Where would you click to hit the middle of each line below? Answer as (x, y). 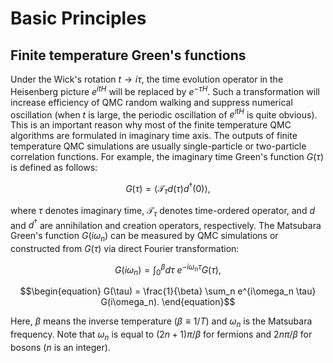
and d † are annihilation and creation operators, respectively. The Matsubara (166, 224)
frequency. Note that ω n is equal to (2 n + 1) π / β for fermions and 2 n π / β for (161, 335)
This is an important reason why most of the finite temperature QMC (151, 125)
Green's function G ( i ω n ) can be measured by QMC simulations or (144, 237)
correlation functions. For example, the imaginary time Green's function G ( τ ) (167, 157)
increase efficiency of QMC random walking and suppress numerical (151, 102)
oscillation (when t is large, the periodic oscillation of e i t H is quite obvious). (164, 114)
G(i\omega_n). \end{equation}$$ (168, 302)
